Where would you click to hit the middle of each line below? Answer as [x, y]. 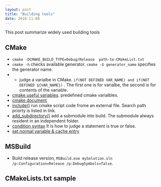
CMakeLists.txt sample [41, 179]
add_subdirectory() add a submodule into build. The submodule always [83, 116]
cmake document [29, 100]
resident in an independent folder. [46, 121]
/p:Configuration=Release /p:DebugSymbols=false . [63, 163]
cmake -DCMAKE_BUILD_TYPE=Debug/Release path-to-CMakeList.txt [78, 60]
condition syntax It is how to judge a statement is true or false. [74, 126]
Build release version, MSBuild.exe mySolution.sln [62, 158]
